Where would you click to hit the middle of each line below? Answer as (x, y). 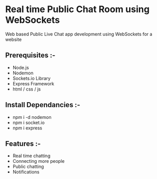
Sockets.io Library (31, 78)
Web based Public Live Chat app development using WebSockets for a (79, 34)
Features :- (23, 143)
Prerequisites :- (30, 55)
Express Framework (33, 83)
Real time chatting (31, 156)
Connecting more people (38, 161)
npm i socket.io (28, 122)
